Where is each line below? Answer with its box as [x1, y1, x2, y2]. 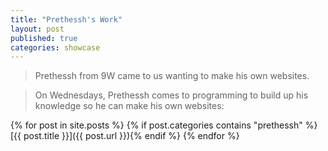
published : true [10, 33, 78, 43]
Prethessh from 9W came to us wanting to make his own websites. [34, 70, 310, 82]
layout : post [10, 24, 65, 34]
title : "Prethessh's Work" [10, 14, 123, 25]
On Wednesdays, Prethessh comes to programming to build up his [34, 89, 309, 101]
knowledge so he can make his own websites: [34, 100, 225, 112]
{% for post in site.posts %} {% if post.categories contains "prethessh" [10, 119, 303, 131]
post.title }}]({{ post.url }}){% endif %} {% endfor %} [23, 130, 240, 142]
